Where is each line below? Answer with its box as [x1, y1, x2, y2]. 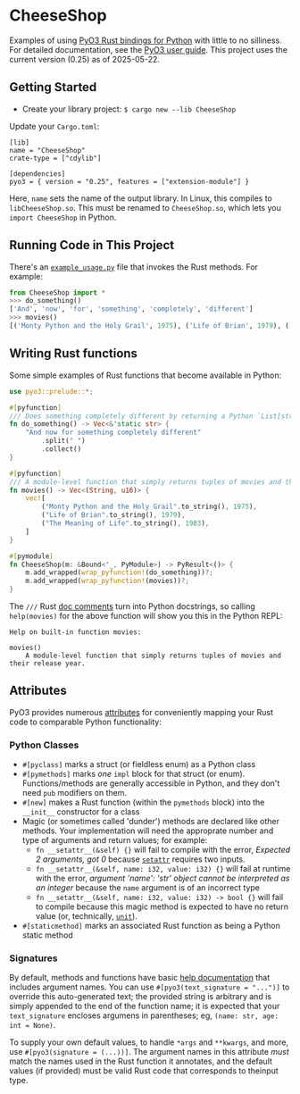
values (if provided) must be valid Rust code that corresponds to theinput [9, 1065, 279, 1076]
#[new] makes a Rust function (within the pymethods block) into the [21, 797, 265, 808]
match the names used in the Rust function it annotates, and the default [9, 1056, 272, 1067]
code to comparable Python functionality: [9, 716, 162, 727]
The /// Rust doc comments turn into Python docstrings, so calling [9, 601, 256, 612]
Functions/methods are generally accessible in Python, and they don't [21, 778, 280, 789]
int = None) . [9, 1020, 56, 1031]
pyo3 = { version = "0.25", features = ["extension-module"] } [9, 177, 250, 186]
